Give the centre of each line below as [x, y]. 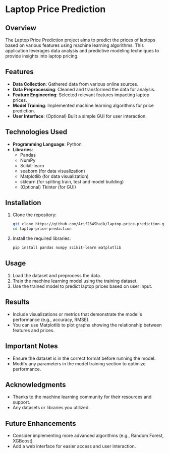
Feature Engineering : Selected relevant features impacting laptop [81, 95]
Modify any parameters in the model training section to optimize [79, 363]
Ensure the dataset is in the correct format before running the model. [84, 358]
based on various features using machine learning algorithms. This [75, 45]
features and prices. [33, 330]
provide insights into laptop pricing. [42, 56]
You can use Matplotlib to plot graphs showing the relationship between [87, 325]
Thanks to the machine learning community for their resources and [82, 397]
